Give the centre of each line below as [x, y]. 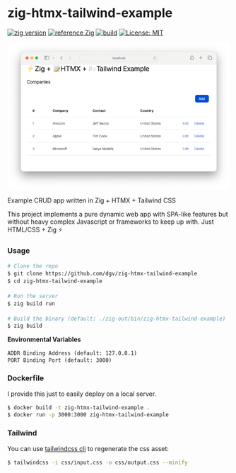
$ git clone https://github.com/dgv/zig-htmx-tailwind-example [102, 274]
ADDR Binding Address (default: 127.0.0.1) [72, 353]
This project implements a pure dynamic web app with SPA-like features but [118, 215]
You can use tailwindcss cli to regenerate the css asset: [88, 448]
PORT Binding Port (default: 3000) [60, 360]
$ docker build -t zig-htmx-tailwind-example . [79, 408]
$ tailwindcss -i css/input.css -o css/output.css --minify [98, 462]
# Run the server [33, 296]
